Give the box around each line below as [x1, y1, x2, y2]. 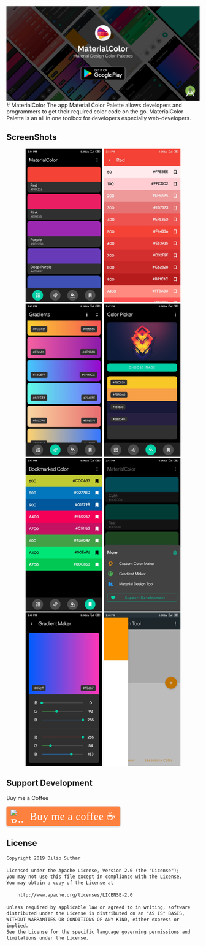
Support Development [6, 778, 93, 788]
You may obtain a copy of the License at [6, 880, 114, 886]
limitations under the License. [6, 935, 89, 941]
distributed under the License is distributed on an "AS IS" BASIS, [6, 910, 185, 917]
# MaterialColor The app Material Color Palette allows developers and [6, 101, 182, 109]
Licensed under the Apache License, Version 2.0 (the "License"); [6, 867, 180, 874]
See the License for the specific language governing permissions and [6, 929, 191, 935]
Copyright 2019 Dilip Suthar [6, 855, 81, 861]
